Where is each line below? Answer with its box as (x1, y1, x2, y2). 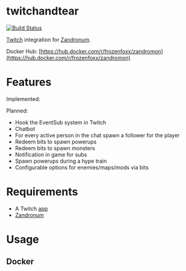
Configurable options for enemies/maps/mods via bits (14, 163, 149, 171)
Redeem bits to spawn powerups (14, 138, 97, 145)
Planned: (6, 107, 28, 114)
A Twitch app (14, 204, 48, 212)
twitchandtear (6, 4, 79, 18)
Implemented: (6, 95, 41, 102)
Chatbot (14, 125, 36, 132)
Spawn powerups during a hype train (14, 157, 107, 165)
